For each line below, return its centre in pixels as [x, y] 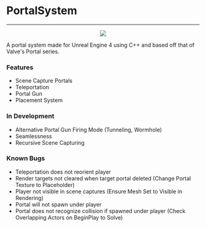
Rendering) [29, 198]
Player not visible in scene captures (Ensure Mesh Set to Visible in [99, 191]
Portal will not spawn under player [58, 204]
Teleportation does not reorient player [63, 172]
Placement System [39, 100]
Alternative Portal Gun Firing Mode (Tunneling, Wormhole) [89, 129]
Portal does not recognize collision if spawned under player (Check [100, 211]
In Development [30, 116]
